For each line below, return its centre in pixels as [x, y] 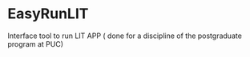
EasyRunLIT [48, 14]
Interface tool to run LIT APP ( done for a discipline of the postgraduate [125, 36]
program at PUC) [35, 44]
